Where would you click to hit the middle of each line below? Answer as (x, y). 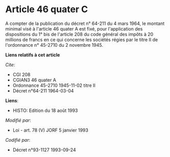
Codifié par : (18, 140)
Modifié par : (18, 120)
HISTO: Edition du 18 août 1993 (45, 110)
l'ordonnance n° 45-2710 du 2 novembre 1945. (54, 45)
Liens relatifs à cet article (33, 55)
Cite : (10, 65)
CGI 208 (21, 74)
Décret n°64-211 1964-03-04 (43, 90)
